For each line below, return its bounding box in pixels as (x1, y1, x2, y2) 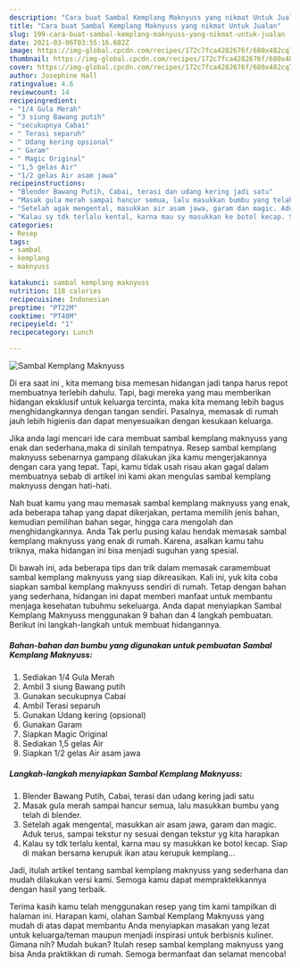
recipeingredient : (9, 96, 78, 105)
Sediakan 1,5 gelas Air (21, 738, 104, 748)
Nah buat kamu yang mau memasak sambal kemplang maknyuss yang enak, (9, 497, 291, 508)
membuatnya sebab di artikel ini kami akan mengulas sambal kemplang (9, 471, 271, 481)
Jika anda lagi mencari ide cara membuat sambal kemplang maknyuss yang (9, 433, 288, 443)
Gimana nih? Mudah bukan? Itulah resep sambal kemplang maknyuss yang (9, 939, 284, 949)
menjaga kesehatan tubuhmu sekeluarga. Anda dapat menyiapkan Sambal (9, 600, 282, 611)
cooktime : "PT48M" (9, 312, 78, 321)
